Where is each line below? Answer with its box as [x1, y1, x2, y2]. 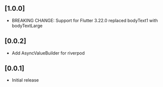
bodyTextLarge [11, 23, 43, 29]
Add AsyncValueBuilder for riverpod [11, 50, 85, 56]
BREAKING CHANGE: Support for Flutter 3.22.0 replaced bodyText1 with [11, 17, 158, 23]
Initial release [11, 77, 39, 83]
